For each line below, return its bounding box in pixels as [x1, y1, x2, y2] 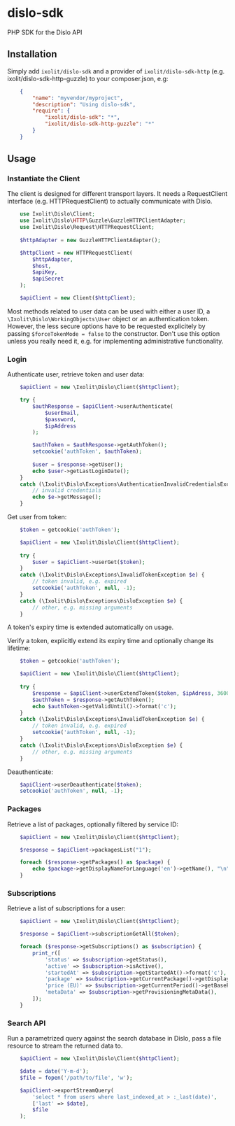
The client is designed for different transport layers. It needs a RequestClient [7, 190, 228, 198]
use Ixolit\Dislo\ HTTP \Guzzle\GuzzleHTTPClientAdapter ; [20, 217, 187, 225]
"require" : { [32, 107, 71, 115]
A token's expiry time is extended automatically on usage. [7, 623, 174, 631]
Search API [7, 1018, 46, 1028]
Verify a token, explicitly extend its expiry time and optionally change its [7, 637, 214, 645]
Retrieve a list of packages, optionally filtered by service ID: [7, 820, 179, 829]
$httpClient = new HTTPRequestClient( [20, 249, 133, 256]
